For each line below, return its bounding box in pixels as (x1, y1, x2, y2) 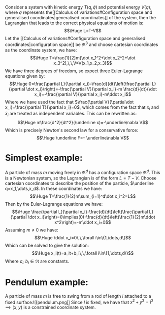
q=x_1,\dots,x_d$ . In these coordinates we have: (5, 185, 102, 191)
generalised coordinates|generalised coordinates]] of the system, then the (5, 15, 156, 20)
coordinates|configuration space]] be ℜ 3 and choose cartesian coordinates (5, 41, 159, 47)
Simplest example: (5, 152, 83, 164)
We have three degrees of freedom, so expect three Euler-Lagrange (5, 68, 143, 74)
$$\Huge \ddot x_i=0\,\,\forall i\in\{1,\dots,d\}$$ (34, 234, 132, 240)
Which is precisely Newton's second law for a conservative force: (5, 127, 138, 133)
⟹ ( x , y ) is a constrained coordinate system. (5, 304, 96, 311)
